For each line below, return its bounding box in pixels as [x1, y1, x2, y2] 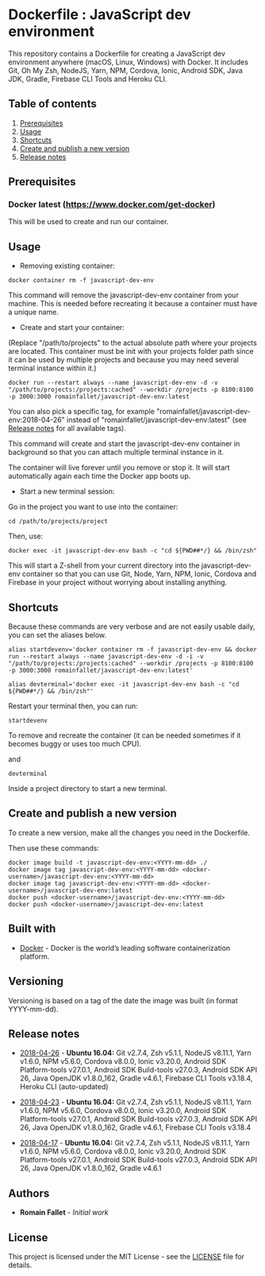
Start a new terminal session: [19, 487, 115, 496]
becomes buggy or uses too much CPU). [8, 739, 142, 749]
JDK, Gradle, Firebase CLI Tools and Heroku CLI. [8, 74, 167, 83]
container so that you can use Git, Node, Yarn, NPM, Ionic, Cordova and [22, 569, 257, 579]
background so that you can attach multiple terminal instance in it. [8, 448, 225, 457]
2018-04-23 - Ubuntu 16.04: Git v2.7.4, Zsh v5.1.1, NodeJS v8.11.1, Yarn [19, 1097, 252, 1107]
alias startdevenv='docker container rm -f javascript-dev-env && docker [8, 646, 258, 654]
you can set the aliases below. [8, 630, 107, 640]
